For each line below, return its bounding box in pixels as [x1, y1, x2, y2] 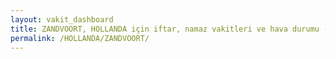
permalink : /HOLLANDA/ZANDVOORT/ [10, 33, 150, 43]
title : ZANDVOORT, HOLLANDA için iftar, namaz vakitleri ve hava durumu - [10, 24, 329, 34]
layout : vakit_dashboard [10, 14, 114, 25]
